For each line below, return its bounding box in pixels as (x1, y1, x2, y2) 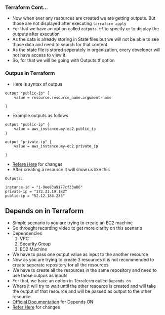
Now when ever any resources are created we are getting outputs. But (12, 15, 156, 21)
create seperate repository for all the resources (12, 262, 109, 268)
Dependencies (12, 230, 42, 237)
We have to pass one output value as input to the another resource (12, 252, 148, 257)
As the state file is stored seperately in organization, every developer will (12, 47, 161, 53)
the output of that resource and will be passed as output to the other (12, 288, 152, 294)
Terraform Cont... (5, 4, 48, 11)
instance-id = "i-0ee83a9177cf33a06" (5, 185, 83, 189)
